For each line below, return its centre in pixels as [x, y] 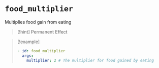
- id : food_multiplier [41, 51]
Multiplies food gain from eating [38, 22]
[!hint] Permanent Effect [42, 31]
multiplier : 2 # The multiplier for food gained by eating [90, 60]
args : [28, 56]
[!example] [28, 42]
